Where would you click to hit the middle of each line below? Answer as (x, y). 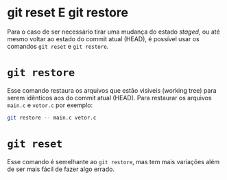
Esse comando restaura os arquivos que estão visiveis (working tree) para (112, 90)
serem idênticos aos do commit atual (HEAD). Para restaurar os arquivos (109, 98)
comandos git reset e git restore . (58, 46)
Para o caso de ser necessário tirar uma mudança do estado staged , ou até (114, 32)
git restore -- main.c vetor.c (52, 117)
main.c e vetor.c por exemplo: (50, 105)
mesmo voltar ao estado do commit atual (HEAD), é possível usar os (104, 38)
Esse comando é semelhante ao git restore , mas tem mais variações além (113, 161)
